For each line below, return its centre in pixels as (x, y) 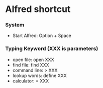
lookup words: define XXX (39, 75)
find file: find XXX (31, 65)
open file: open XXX (33, 59)
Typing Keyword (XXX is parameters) (52, 48)
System (15, 25)
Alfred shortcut (38, 9)
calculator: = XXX (31, 80)
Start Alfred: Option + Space (42, 35)
